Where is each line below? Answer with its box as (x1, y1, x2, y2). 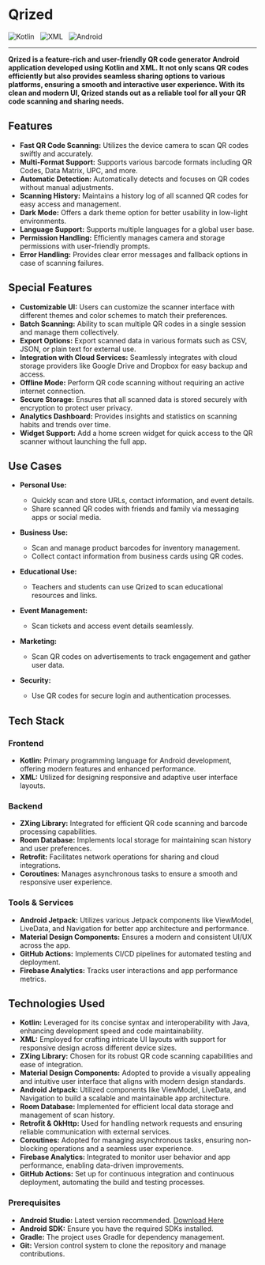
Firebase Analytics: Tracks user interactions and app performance (19, 965, 238, 975)
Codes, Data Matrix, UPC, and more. (19, 165, 138, 175)
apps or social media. (31, 513, 102, 522)
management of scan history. (19, 1110, 115, 1120)
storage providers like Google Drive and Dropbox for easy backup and (19, 361, 248, 370)
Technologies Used (8, 997, 105, 1010)
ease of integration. (19, 1060, 84, 1070)
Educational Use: (19, 567, 77, 577)
